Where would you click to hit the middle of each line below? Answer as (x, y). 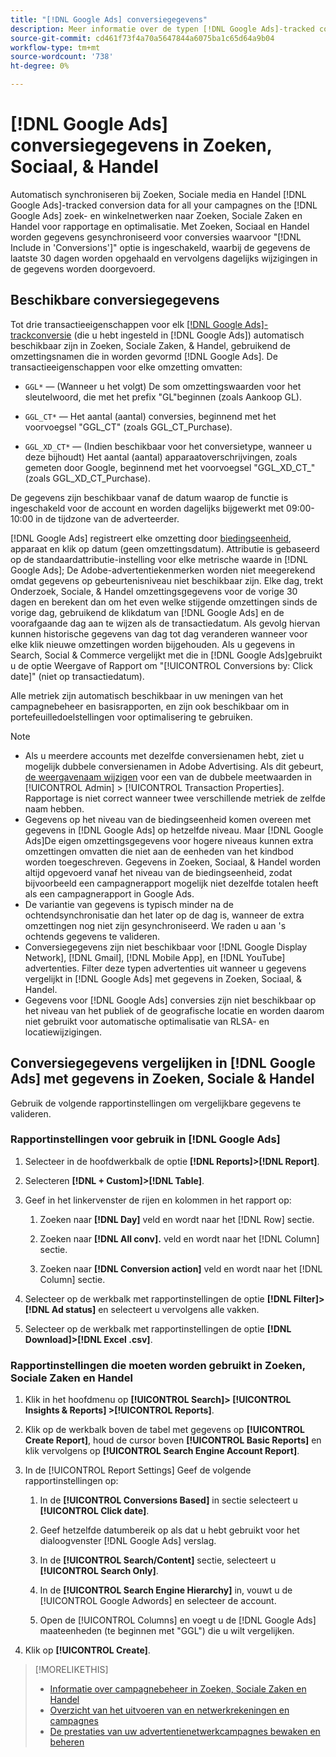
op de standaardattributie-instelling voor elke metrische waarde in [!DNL (159, 559)
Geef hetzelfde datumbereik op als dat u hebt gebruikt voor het (169, 1530)
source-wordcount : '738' (62, 57)
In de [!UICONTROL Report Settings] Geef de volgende (138, 1470)
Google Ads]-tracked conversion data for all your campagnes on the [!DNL (164, 205)
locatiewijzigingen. (63, 1032)
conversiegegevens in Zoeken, (141, 145)
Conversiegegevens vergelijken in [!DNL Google (163, 1063)
